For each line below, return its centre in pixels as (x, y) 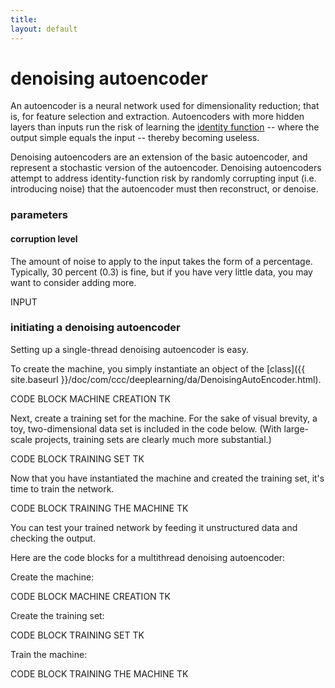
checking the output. (53, 538)
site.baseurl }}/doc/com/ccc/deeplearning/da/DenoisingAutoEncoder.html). (166, 379)
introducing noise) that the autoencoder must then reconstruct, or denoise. (164, 189)
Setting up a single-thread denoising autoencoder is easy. (129, 349)
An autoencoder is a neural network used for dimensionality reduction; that (165, 106)
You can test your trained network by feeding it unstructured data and (154, 527)
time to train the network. (62, 488)
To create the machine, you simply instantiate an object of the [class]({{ (158, 368)
